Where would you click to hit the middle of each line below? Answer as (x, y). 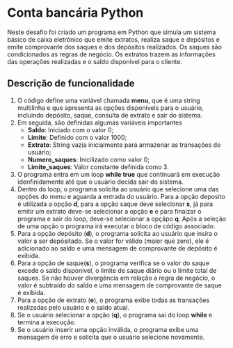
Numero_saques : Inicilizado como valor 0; (89, 159)
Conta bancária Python (75, 13)
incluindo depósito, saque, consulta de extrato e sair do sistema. (110, 115)
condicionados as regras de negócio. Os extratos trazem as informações (111, 54)
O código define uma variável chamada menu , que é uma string (109, 100)
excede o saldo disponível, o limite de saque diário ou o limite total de (117, 270)
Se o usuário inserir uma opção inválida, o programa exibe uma (108, 329)
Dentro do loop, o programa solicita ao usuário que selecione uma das (118, 189)
